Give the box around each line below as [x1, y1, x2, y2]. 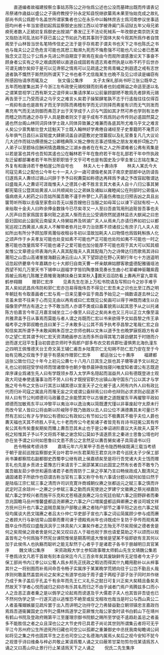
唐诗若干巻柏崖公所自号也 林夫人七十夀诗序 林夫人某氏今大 [21, 163, 157, 168]
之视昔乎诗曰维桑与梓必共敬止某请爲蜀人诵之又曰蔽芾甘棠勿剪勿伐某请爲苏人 [5, 639, 159, 644]
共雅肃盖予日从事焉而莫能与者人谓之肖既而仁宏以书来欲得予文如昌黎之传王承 [5, 315, 159, 321]
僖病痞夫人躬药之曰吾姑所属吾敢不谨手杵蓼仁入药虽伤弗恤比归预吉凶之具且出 [5, 193, 159, 199]
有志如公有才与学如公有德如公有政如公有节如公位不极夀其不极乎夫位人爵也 [9, 413, 159, 419]
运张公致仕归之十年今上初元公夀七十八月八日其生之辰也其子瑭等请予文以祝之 [5, 358, 159, 364]
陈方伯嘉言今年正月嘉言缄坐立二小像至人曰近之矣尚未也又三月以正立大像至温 [5, 309, 159, 315]
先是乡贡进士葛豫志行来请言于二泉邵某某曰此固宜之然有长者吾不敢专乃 [18, 462, 159, 468]
